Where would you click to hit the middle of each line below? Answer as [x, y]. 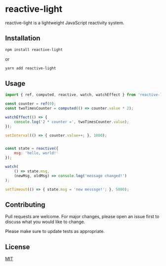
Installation [23, 38]
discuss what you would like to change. [45, 222]
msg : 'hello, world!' [36, 153]
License [18, 247]
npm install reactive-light [34, 50]
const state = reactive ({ [32, 149]
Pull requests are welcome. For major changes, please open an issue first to [82, 217]
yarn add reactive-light [31, 68]
